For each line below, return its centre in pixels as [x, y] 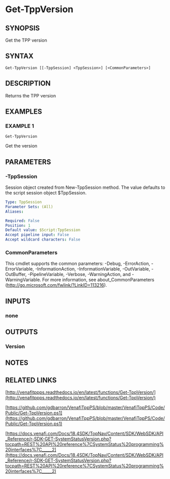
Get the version [21, 146]
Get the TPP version [26, 40]
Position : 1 [18, 225]
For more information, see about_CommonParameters [98, 280]
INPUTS [18, 301]
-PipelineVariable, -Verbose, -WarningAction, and [79, 275]
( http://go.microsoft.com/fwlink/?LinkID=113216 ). [56, 285]
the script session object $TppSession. [46, 193]
